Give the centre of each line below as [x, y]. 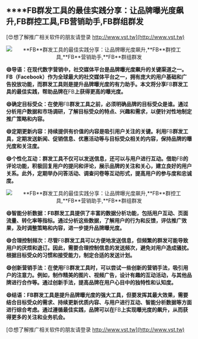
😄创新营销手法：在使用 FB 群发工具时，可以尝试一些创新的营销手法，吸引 [95, 268]
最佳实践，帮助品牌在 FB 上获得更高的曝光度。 [71, 91]
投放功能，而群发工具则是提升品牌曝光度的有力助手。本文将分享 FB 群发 [97, 84]
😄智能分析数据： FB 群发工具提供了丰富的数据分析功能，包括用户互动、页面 [97, 213]
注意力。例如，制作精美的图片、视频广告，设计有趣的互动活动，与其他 [101, 275]
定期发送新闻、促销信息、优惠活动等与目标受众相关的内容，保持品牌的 [101, 139]
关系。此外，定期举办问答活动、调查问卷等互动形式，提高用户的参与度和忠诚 [99, 173]
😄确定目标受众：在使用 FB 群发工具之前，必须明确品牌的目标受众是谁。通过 [97, 104]
